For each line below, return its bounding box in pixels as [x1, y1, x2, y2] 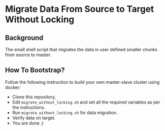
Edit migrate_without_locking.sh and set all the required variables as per [12, 99, 161, 105]
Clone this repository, [12, 94, 56, 99]
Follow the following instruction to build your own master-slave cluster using [5, 79, 160, 85]
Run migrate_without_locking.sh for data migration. [12, 109, 118, 115]
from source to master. [5, 52, 52, 58]
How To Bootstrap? [5, 66, 65, 74]
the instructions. [12, 104, 45, 110]
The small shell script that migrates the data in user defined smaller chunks [5, 47, 158, 52]
